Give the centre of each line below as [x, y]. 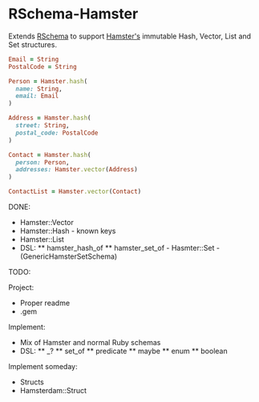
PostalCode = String [43, 66]
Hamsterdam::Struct [53, 391]
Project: [21, 287]
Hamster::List [42, 239]
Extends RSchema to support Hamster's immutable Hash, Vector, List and [129, 36]
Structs [32, 382]
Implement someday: [43, 367]
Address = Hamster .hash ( [50, 118]
